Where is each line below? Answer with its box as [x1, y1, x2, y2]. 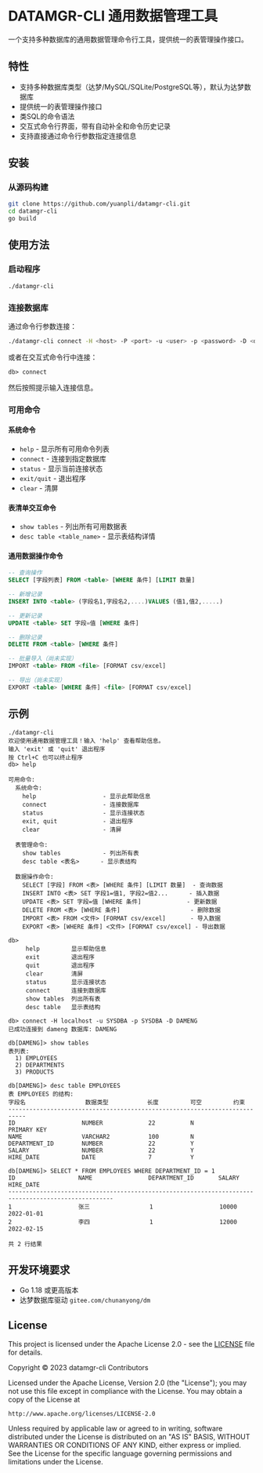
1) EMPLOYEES [15, 1054, 58, 1062]
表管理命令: [15, 840, 49, 848]
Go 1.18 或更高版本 [19, 1285, 79, 1295]
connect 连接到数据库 [25, 986, 107, 994]
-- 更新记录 [8, 611, 43, 620]
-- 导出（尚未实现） [8, 676, 66, 684]
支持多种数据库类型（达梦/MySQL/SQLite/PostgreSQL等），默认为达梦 [19, 82, 245, 91]
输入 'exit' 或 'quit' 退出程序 [8, 745, 106, 753]
